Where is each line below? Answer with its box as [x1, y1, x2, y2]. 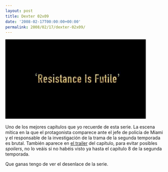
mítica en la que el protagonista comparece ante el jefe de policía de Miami [5, 130, 163, 136]
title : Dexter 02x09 [5, 13, 50, 19]
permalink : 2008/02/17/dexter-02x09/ [5, 25, 86, 30]
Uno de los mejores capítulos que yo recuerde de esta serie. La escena [5, 124, 155, 130]
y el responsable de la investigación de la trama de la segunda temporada [5, 135, 161, 141]
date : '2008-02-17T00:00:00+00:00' [5, 19, 81, 24]
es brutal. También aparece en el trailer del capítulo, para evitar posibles [5, 140, 157, 146]
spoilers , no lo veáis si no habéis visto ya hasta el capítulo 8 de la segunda [5, 146, 162, 152]
